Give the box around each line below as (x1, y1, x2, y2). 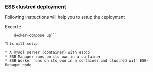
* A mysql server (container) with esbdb (5, 50, 90, 55)
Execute (5, 24, 21, 29)
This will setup (5, 42, 38, 46)
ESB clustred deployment (5, 3, 67, 10)
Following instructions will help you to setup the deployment (5, 14, 125, 20)
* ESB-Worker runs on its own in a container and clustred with (5, 58, 138, 63)
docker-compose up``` (14, 33, 57, 38)
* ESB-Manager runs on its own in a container (5, 54, 101, 59)
